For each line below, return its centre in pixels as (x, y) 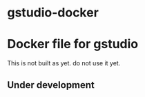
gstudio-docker (53, 13)
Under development (51, 85)
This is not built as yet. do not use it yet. (64, 63)
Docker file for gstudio (73, 44)
